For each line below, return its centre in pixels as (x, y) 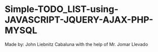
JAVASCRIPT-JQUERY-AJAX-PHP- (79, 20)
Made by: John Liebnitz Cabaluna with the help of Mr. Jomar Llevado (76, 44)
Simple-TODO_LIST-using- (62, 9)
